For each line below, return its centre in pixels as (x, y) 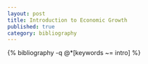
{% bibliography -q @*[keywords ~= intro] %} (74, 53)
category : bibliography (42, 33)
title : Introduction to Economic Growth (68, 20)
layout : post (26, 14)
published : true (31, 26)
